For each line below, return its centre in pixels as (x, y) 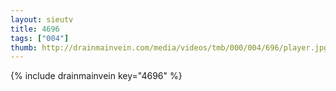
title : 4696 (35, 29)
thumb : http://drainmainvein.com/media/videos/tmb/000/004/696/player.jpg (169, 47)
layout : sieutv (42, 19)
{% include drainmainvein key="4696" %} (96, 76)
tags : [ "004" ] (40, 38)
